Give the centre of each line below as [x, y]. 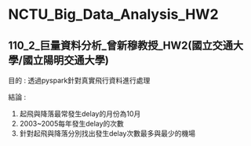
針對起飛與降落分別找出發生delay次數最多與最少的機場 [107, 133]
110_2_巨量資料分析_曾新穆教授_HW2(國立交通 [121, 45]
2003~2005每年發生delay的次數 [71, 124]
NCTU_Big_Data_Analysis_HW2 [113, 15]
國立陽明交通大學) [66, 60]
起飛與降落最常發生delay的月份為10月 [80, 114]
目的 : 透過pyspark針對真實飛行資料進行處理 [79, 80]
